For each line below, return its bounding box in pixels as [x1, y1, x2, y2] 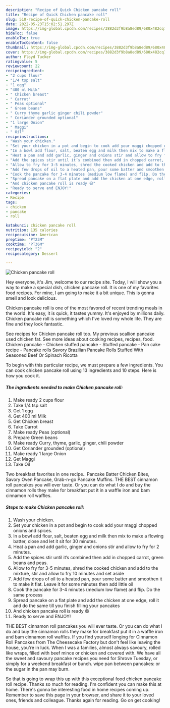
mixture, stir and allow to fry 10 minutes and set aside [13, 571, 124, 577]
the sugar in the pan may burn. [6, 666, 70, 672]
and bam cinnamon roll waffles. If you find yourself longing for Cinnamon [6, 634, 158, 640]
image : [6, 26, 20, 31]
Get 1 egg [13, 408, 33, 414]
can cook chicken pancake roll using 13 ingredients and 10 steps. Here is [6, 367, 157, 373]
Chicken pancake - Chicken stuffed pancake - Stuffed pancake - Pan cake [6, 342, 161, 348]
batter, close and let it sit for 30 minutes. [13, 538, 97, 544]
